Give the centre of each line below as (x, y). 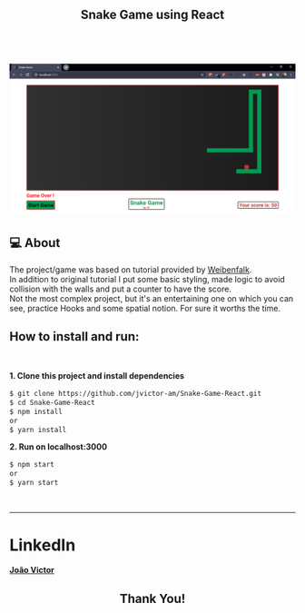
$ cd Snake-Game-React (52, 403)
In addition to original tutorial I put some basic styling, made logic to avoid (148, 279)
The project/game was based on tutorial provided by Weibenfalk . (131, 269)
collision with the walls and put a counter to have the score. (120, 289)
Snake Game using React (152, 15)
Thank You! (152, 598)
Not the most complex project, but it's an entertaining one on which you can (152, 298)
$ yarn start (34, 483)
